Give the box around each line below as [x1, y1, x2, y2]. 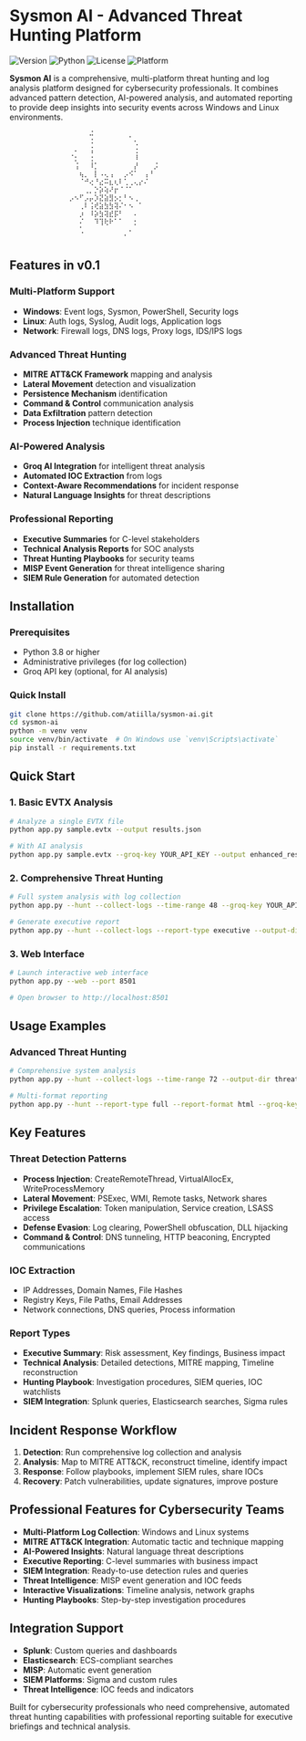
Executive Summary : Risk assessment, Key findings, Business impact [22, 1348, 286, 1359]
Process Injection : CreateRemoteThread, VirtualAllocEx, [22, 1173, 234, 1184]
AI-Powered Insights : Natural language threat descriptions [22, 1546, 244, 1557]
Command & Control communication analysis [22, 398, 194, 409]
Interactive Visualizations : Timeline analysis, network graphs [22, 1584, 255, 1595]
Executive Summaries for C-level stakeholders [22, 533, 200, 544]
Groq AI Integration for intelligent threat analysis [22, 461, 206, 472]
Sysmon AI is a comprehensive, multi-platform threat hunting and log [9, 72, 270, 83]
